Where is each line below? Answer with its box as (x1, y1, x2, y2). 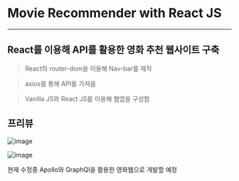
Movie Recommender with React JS (7, 5, 222, 21)
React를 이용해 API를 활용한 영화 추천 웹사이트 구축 (7, 44, 220, 56)
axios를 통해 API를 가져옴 (24, 79, 96, 88)
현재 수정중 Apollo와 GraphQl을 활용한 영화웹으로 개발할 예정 (7, 165, 178, 174)
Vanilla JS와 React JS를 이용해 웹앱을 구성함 (24, 94, 150, 103)
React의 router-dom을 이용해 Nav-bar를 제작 (24, 64, 152, 73)
